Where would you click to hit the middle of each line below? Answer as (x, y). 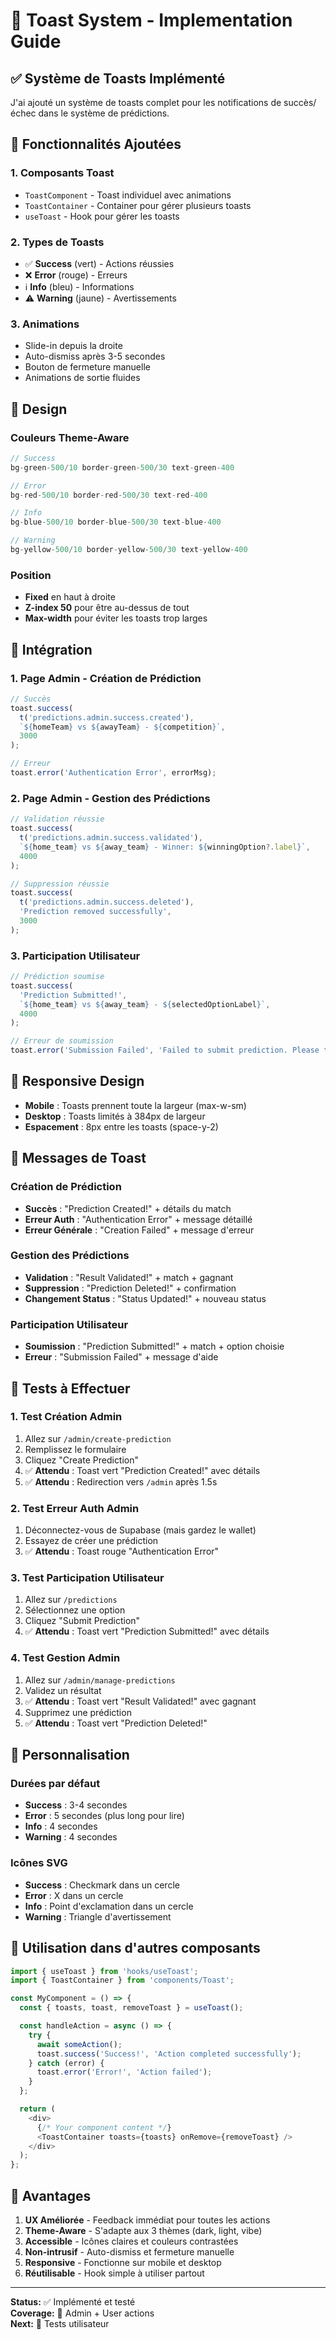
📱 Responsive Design (77, 1081)
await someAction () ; (79, 2044)
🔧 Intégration (51, 649)
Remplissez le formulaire (75, 1449)
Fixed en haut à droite (70, 597)
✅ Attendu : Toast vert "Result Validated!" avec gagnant (140, 1701)
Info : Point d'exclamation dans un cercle (109, 1906)
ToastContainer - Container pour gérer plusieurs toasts (138, 205)
